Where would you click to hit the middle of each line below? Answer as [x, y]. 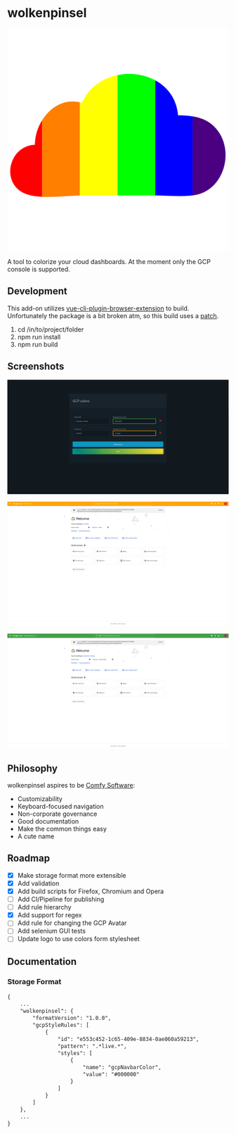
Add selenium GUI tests [52, 931]
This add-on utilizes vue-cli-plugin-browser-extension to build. [98, 308]
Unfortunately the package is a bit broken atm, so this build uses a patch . [113, 315]
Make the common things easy [62, 829]
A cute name [36, 836]
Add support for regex [50, 915]
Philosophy [33, 768]
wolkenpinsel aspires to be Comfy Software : [71, 786]
